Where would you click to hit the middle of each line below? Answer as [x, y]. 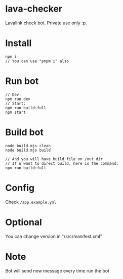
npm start [16, 112]
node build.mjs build [28, 150]
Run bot [22, 81]
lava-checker [34, 9]
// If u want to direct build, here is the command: [62, 163]
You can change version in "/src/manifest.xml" [54, 236]
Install [18, 43]
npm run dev [18, 99]
